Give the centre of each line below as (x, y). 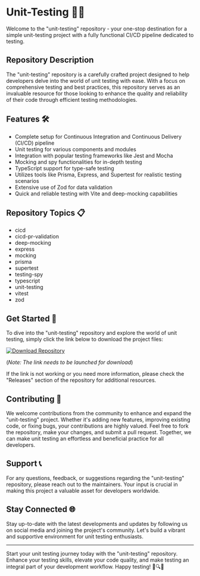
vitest (21, 294)
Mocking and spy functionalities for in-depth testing (78, 162)
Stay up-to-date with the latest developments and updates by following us (97, 524)
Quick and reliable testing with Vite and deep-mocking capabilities (96, 194)
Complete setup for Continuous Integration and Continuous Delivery (98, 136)
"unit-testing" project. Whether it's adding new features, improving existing (98, 420)
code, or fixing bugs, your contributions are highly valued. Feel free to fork (98, 426)
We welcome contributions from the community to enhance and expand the (99, 413)
